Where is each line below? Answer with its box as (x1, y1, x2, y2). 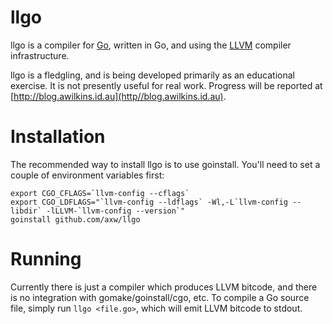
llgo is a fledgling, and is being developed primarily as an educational (10, 69, 295, 81)
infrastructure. (10, 49, 70, 61)
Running (10, 248, 82, 271)
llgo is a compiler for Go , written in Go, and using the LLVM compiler (10, 39, 292, 51)
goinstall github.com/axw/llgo (10, 214, 141, 225)
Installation (10, 126, 106, 148)
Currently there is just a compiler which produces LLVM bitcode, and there (10, 281, 318, 293)
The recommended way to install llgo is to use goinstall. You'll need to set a (10, 158, 321, 170)
